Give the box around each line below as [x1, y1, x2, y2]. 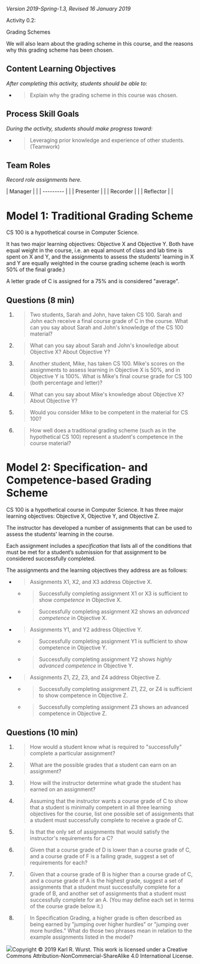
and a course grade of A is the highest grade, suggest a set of [29, 877, 184, 884]
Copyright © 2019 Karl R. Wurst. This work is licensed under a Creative [12, 945, 187, 953]
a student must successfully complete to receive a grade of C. [29, 816, 184, 823]
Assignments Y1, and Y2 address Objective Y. [29, 626, 143, 633]
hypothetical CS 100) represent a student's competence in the [29, 433, 183, 441]
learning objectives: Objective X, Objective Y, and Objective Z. [6, 512, 160, 520]
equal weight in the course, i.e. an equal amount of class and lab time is [6, 247, 183, 254]
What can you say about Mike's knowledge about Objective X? [29, 391, 184, 398]
